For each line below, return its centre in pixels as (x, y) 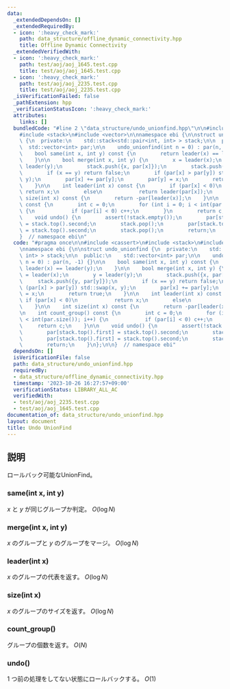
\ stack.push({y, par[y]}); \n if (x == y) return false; (119, 281)
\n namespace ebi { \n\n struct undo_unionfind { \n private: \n (108, 250)
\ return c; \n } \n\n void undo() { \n (88, 326)
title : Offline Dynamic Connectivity (73, 45)
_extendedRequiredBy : (44, 26)
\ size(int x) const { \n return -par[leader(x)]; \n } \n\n (119, 198)
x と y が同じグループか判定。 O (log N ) (61, 509)
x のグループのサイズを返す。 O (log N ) (61, 611)
